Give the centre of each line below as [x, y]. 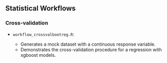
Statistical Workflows [41, 8]
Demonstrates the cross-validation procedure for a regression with [91, 49]
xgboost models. [38, 55]
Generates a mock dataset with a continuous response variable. [88, 44]
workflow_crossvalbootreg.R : [43, 34]
